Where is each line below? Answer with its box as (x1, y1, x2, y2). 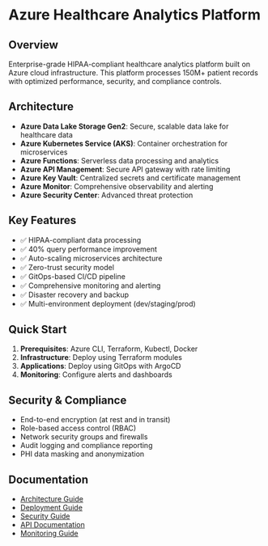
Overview (8, 38, 59, 52)
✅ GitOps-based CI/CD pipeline (19, 271, 125, 281)
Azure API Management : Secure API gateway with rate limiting (19, 164, 231, 174)
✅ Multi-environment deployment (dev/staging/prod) (19, 298, 196, 308)
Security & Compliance (8, 393, 127, 407)
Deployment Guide (19, 503, 83, 513)
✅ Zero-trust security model (19, 262, 115, 272)
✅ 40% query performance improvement (19, 244, 158, 254)
